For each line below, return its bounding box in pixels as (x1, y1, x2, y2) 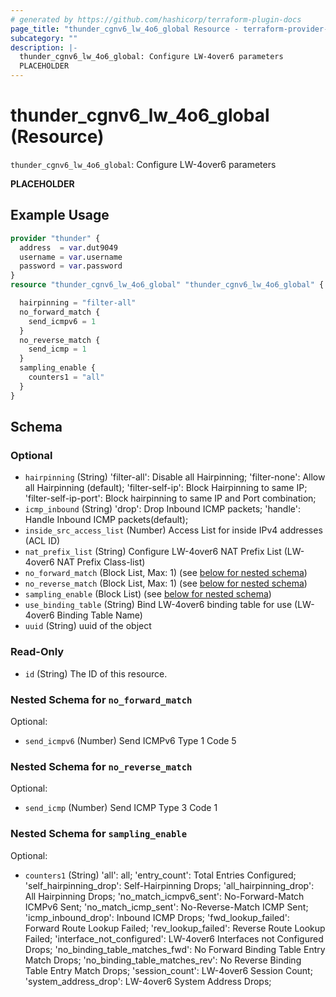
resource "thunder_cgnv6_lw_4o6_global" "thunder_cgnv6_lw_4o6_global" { (10, 280, 325, 290)
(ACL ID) (24, 535, 61, 547)
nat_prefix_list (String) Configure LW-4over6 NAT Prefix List (24, 546, 282, 558)
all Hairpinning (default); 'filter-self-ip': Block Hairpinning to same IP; (24, 482, 308, 494)
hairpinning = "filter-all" (19, 298, 137, 308)
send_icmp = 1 (28, 344, 87, 355)
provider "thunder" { (10, 233, 101, 243)
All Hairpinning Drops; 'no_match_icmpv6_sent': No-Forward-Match (24, 890, 305, 902)
